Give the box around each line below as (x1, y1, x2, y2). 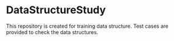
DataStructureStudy (6, 3, 106, 17)
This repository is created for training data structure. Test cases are (6, 23, 169, 29)
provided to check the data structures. (6, 28, 98, 35)
